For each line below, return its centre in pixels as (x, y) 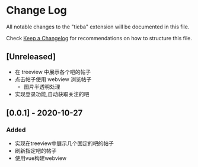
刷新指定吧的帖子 (36, 151)
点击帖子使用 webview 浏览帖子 (53, 79)
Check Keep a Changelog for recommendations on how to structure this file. (99, 38)
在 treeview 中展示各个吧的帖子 (52, 72)
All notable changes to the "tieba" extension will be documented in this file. (98, 27)
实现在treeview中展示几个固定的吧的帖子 (64, 143)
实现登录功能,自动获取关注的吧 (52, 94)
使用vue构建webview (41, 158)
